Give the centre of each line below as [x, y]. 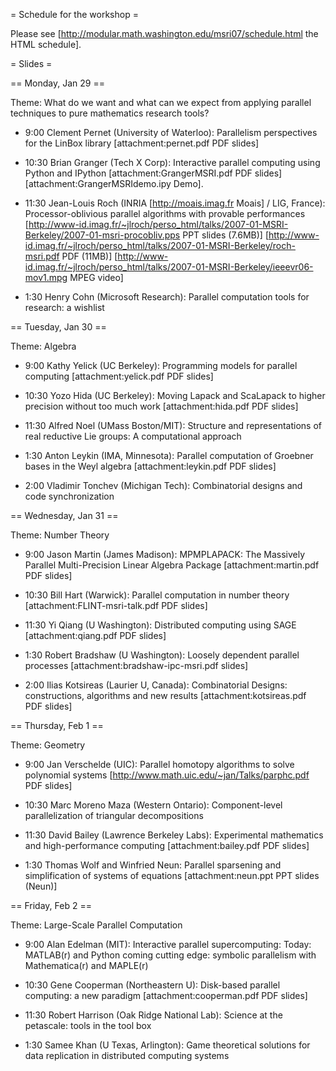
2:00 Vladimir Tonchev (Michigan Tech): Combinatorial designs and [163, 485]
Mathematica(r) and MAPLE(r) [86, 965]
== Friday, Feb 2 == [51, 905]
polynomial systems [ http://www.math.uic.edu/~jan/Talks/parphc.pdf [167, 775]
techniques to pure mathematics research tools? [110, 113]
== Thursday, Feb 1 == [57, 725]
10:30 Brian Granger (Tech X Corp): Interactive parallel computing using [172, 162]
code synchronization [69, 496]
